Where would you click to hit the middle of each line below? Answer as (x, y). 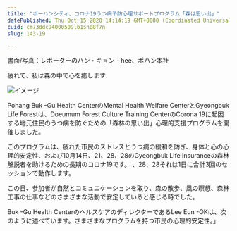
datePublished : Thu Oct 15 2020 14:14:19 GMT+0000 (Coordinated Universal (120, 20)
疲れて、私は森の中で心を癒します (56, 75)
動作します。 (56, 173)
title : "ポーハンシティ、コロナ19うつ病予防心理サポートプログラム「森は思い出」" (114, 14)
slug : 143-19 (26, 33)
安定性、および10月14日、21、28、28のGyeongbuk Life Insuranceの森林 (124, 156)
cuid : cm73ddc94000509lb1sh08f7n (56, 27)
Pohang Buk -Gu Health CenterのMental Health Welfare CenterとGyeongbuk (118, 106)
